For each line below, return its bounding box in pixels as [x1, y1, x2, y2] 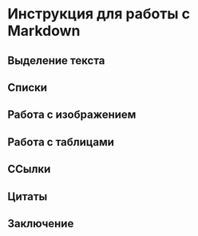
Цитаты [7, 190, 48, 203]
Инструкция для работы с [7, 5, 191, 23]
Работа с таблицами [7, 135, 115, 149]
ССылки [7, 162, 51, 176]
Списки [7, 81, 48, 94]
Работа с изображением [7, 108, 137, 122]
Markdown [7, 22, 81, 40]
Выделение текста [7, 54, 105, 67]
